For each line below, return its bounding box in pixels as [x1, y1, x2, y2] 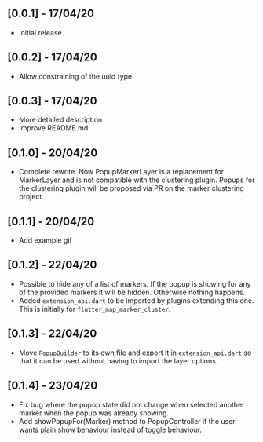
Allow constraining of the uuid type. [18, 71, 134, 81]
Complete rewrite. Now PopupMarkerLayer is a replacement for [18, 167, 225, 177]
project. [18, 192, 44, 202]
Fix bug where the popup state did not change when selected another [18, 400, 245, 409]
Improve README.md [18, 123, 89, 133]
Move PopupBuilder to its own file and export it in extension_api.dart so [18, 348, 252, 357]
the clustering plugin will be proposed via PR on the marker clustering [18, 184, 244, 193]
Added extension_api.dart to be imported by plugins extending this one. [18, 295, 254, 305]
